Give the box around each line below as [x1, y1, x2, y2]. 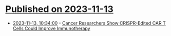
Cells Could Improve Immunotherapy [12, 25, 91, 31]
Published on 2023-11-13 [5, 3, 114, 15]
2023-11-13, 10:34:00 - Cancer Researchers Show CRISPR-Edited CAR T [12, 20, 166, 26]
